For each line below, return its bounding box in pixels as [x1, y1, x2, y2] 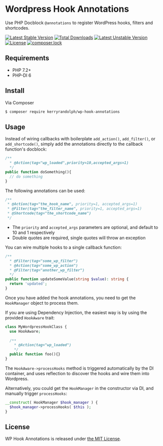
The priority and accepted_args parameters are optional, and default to [12, 224, 159, 230]
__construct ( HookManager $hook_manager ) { [5, 400, 98, 405]
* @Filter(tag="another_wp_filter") [9, 267, 85, 273]
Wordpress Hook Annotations [5, 3, 130, 15]
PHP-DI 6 [12, 72, 32, 78]
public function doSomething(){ [5, 169, 71, 174]
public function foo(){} [9, 352, 61, 357]
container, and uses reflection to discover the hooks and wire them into [5, 370, 150, 376]
